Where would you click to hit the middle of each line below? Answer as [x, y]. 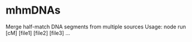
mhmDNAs [33, 10]
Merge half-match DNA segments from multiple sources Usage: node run [96, 27]
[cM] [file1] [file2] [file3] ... [38, 33]
